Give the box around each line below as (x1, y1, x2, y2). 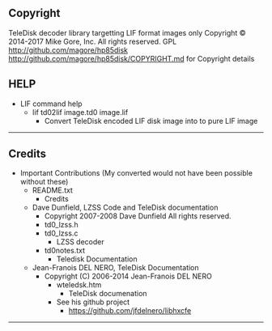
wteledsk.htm (56, 280, 102, 290)
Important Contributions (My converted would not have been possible (19, 168, 253, 178)
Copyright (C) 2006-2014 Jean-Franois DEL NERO (44, 271, 212, 282)
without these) (19, 177, 69, 187)
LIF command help (19, 99, 83, 108)
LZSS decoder (56, 237, 104, 247)
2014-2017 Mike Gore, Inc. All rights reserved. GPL (8, 36, 177, 46)
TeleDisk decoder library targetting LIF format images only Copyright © (8, 28, 247, 37)
